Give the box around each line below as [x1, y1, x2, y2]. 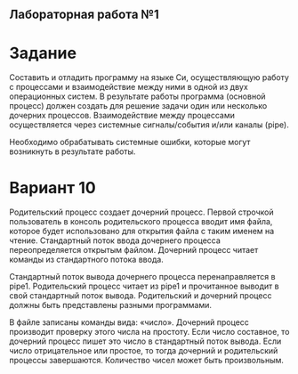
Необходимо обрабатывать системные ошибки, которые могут [9, 137, 251, 148]
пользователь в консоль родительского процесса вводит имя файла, [9, 216, 273, 227]
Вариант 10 [9, 177, 96, 198]
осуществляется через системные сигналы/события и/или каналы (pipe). [9, 119, 289, 130]
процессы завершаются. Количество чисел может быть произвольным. [9, 355, 285, 366]
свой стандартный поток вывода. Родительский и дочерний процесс [9, 290, 272, 301]
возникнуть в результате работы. [9, 146, 136, 157]
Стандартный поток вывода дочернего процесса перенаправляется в [9, 272, 276, 282]
